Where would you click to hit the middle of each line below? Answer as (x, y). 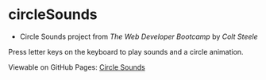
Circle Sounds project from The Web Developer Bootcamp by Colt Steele (139, 36)
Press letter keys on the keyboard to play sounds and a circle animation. (126, 51)
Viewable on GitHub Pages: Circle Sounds (77, 67)
